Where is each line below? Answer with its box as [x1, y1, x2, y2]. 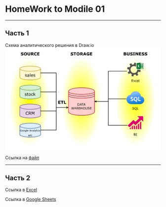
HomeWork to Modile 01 [5, 3, 105, 15]
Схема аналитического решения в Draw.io [5, 42, 94, 48]
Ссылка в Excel [5, 187, 38, 193]
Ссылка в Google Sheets [5, 196, 56, 203]
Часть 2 [5, 173, 31, 182]
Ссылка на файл [5, 155, 40, 161]
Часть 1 [5, 29, 29, 37]
